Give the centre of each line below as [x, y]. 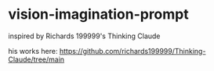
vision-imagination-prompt [99, 14]
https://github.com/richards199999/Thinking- [132, 51]
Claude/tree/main [36, 59]
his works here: [33, 51]
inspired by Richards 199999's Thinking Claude [84, 36]
